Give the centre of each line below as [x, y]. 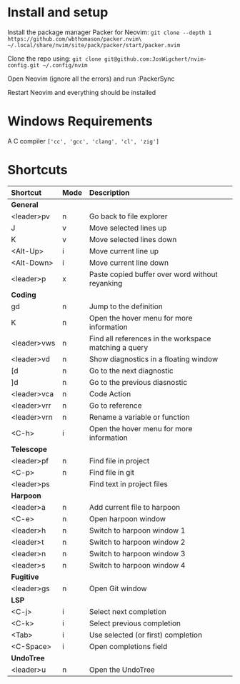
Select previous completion [135, 623]
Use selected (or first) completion [145, 635]
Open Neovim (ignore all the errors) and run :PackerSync [91, 79]
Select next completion [127, 611]
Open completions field [128, 646]
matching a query [119, 347]
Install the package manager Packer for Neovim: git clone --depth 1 [110, 32]
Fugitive [25, 577]
